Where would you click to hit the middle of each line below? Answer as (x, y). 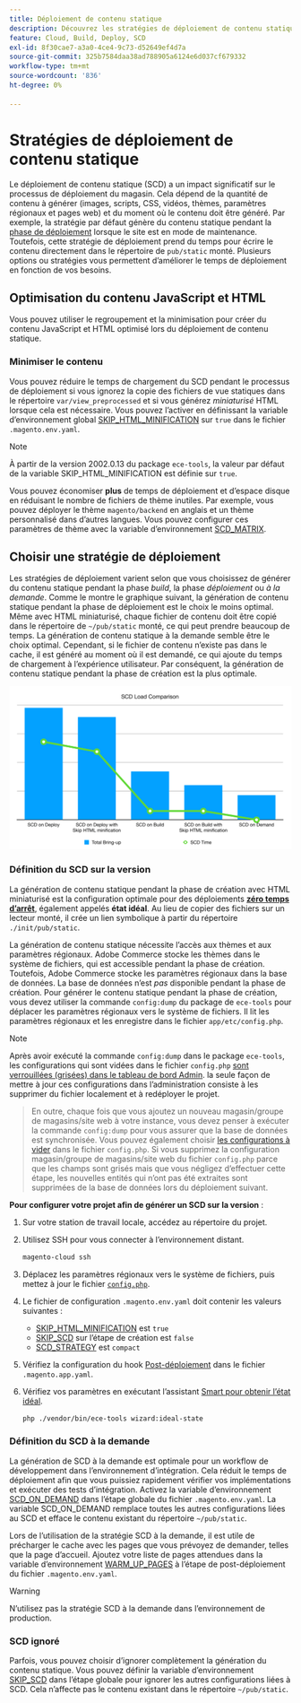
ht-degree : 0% (36, 85)
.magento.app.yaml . (58, 1374)
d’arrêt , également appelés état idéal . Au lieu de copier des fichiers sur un (147, 908)
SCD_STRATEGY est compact (88, 1347)
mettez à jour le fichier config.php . (86, 1283)
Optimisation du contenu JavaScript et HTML (138, 297)
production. (30, 1618)
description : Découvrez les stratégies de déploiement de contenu (136, 28)
